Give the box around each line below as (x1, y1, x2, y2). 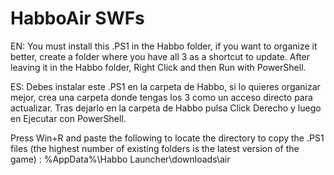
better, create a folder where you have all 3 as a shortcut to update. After (10, 50, 311, 62)
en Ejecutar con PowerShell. (10, 112, 127, 124)
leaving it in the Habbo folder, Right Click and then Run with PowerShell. (10, 61, 307, 73)
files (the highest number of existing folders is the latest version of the (10, 142, 300, 154)
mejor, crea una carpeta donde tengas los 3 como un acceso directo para (10, 91, 313, 103)
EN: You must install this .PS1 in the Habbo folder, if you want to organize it (10, 40, 318, 52)
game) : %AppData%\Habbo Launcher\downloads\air (10, 153, 231, 165)
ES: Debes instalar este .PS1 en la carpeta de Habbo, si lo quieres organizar (10, 80, 321, 92)
